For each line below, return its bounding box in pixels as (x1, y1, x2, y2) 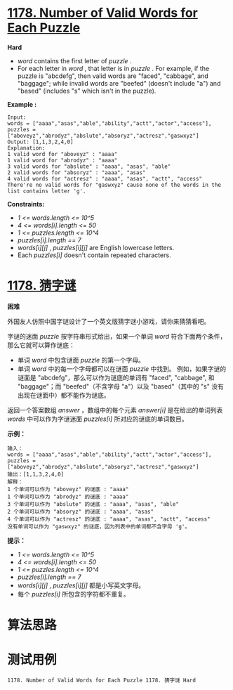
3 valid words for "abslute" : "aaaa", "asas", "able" (7, 163, 171, 170)
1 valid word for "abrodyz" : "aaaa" (7, 157, 118, 164)
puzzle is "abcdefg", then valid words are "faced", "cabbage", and (17, 72, 208, 80)
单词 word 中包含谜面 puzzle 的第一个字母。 (17, 356, 145, 364)
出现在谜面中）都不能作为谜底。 (17, 391, 110, 399)
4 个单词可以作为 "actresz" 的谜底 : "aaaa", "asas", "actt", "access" (7, 515, 211, 523)
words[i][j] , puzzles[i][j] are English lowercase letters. (17, 243, 175, 252)
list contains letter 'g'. (7, 188, 86, 195)
